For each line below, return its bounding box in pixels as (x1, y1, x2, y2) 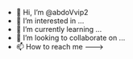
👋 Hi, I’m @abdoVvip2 (15, 8, 89, 17)
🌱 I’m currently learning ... (15, 25, 102, 33)
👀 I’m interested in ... (15, 16, 85, 26)
